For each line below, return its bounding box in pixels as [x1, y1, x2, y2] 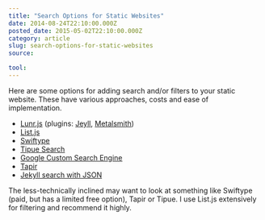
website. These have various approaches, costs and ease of [8, 94, 209, 104]
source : [8, 49, 35, 57]
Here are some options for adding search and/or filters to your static [8, 85, 236, 95]
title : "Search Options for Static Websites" [8, 11, 164, 20]
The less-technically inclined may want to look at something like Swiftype [8, 185, 253, 195]
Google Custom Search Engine [19, 152, 123, 162]
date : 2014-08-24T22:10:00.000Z [8, 19, 117, 27]
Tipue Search [19, 144, 65, 154]
